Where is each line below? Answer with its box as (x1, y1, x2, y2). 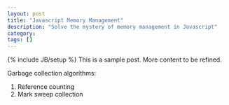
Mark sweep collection (17, 90, 83, 99)
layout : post (7, 10, 46, 17)
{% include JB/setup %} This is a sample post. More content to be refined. (7, 55, 222, 64)
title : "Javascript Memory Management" (7, 17, 124, 24)
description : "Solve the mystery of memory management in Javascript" (7, 23, 218, 30)
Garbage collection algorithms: (7, 69, 97, 78)
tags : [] (7, 36, 33, 43)
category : (7, 29, 36, 37)
